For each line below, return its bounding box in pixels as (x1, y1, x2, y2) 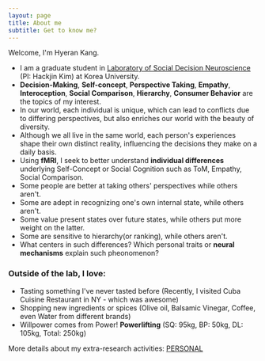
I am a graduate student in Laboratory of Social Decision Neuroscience (19, 63, 252, 73)
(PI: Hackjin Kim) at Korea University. (19, 72, 140, 82)
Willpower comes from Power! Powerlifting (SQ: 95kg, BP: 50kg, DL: (19, 320, 244, 329)
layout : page (8, 11, 51, 20)
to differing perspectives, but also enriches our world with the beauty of (19, 114, 255, 123)
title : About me (8, 19, 62, 27)
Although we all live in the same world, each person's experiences (19, 131, 236, 140)
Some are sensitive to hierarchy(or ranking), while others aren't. (19, 231, 228, 241)
